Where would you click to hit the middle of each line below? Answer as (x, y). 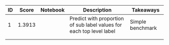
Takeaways (146, 10)
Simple (138, 21)
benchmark (144, 28)
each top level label (93, 31)
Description (97, 10)
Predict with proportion (97, 18)
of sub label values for (96, 25)
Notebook (53, 10)
